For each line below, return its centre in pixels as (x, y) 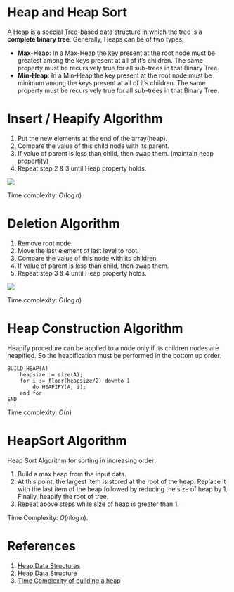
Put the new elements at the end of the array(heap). (92, 138)
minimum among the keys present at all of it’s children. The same (111, 82)
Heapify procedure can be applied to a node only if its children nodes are (113, 348)
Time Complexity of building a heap (69, 580)
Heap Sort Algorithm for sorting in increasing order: (82, 460)
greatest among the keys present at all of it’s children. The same (110, 60)
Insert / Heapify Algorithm (85, 119)
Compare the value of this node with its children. (88, 258)
